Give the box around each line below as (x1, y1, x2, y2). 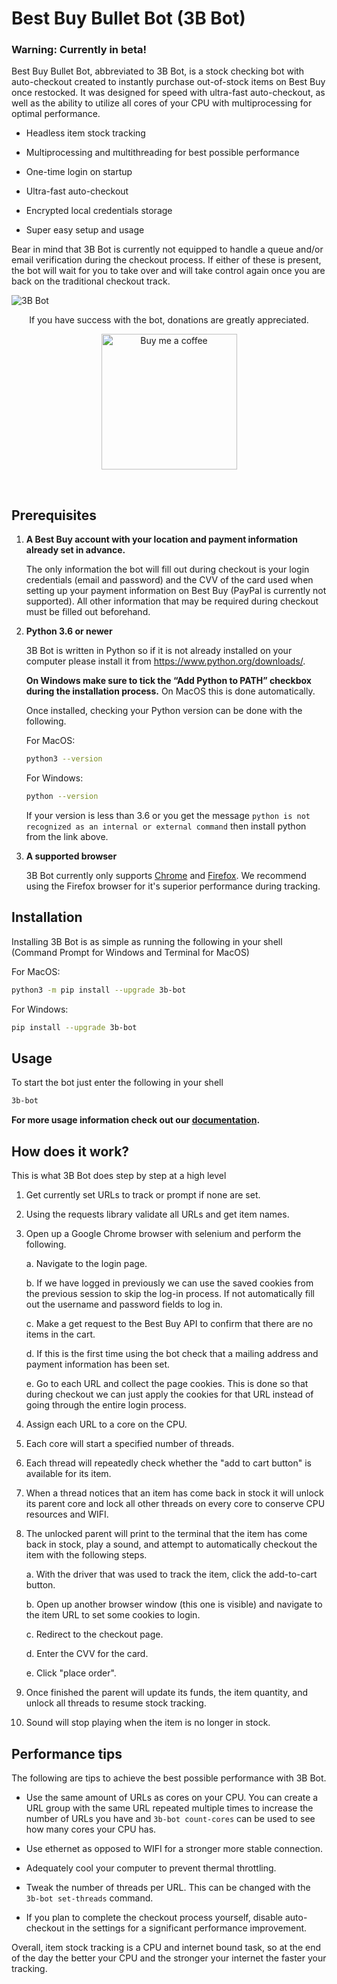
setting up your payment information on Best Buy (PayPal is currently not (25, 585, 327, 597)
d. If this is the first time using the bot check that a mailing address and (25, 1348, 319, 1360)
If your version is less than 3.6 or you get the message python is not (25, 810, 311, 822)
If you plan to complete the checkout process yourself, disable (25, 1911, 284, 1923)
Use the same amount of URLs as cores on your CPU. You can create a (25, 1791, 319, 1803)
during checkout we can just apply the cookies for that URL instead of (25, 1388, 314, 1401)
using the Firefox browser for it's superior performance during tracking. (25, 880, 321, 892)
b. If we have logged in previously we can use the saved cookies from (25, 1277, 314, 1289)
